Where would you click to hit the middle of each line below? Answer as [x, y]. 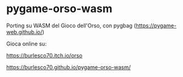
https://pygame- [156, 25]
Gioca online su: [26, 44]
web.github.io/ [24, 32]
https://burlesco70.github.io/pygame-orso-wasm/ [69, 67]
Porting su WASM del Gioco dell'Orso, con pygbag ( [71, 25]
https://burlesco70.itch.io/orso [44, 55]
